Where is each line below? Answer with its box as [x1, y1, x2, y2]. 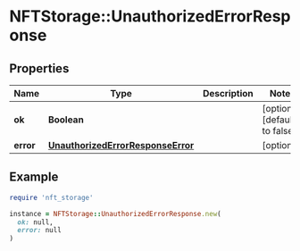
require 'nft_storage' [9, 193, 94, 202]
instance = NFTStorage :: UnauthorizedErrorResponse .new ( [9, 209, 221, 218]
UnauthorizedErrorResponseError [47, 139, 195, 151]
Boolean [47, 113, 85, 126]
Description [202, 88, 254, 99]
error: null [17, 226, 62, 235]
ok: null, [17, 217, 54, 227]
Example [9, 170, 59, 185]
